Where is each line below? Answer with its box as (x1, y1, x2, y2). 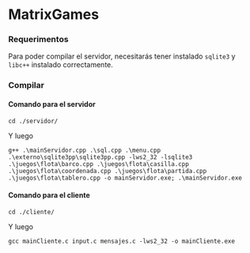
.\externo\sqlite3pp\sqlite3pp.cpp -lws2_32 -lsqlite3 (8, 153, 193, 161)
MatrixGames (8, 6, 100, 24)
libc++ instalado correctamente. (8, 60, 113, 70)
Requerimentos (8, 34, 69, 45)
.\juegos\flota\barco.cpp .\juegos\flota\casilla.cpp (8, 160, 190, 168)
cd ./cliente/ (8, 208, 55, 216)
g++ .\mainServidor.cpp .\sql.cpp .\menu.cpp (8, 146, 161, 154)
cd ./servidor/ (8, 117, 59, 125)
